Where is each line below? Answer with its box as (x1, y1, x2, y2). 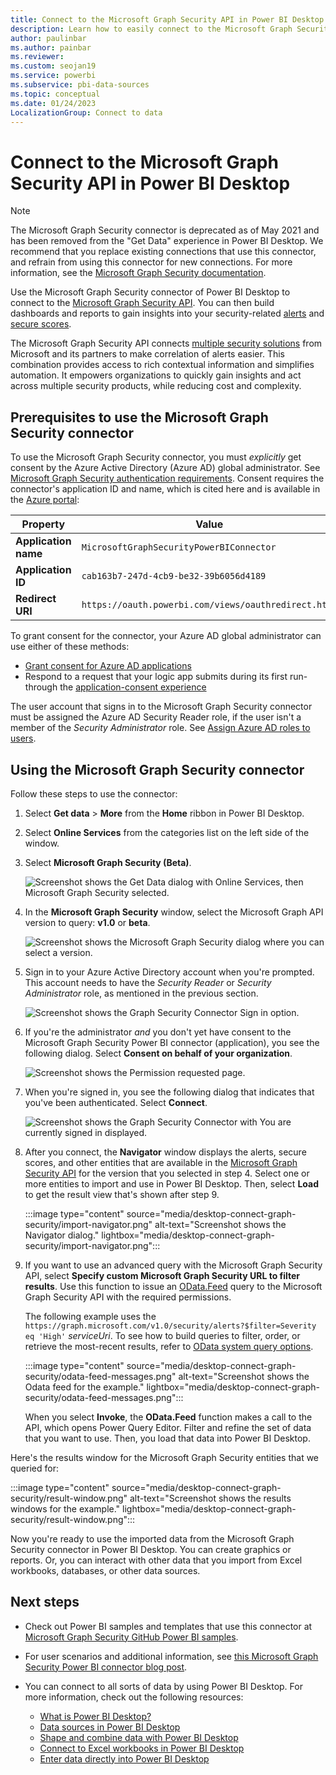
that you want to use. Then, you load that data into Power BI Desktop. (24, 1432, 311, 1444)
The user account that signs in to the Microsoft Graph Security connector (10, 701, 313, 713)
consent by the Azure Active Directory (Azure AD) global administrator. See (10, 462, 321, 474)
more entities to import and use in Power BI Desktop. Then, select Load (24, 1177, 319, 1190)
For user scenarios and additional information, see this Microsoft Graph (24, 1650, 319, 1662)
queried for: (10, 1462, 59, 1474)
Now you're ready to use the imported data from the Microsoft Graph (10, 1532, 295, 1545)
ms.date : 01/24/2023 (10, 98, 97, 108)
